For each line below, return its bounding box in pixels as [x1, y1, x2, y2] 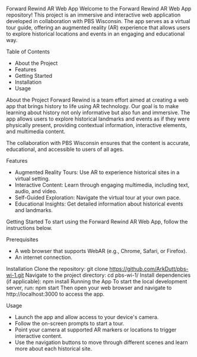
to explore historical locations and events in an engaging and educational [6, 30, 185, 37]
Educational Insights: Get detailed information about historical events [14, 200, 183, 207]
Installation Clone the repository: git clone [6, 266, 109, 272]
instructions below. [6, 225, 52, 231]
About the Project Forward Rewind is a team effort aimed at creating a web [6, 96, 189, 103]
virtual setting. [14, 175, 50, 182]
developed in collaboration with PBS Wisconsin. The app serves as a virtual [6, 18, 190, 24]
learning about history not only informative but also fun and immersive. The [6, 109, 190, 116]
